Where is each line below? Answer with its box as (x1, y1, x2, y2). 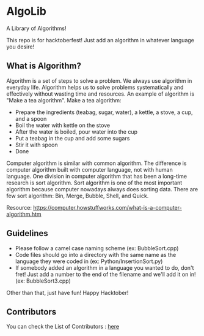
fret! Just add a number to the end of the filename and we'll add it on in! (15, 270, 197, 278)
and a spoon (15, 115, 47, 122)
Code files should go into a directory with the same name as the (15, 251, 177, 258)
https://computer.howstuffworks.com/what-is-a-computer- (33, 204, 182, 211)
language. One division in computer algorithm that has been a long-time (6, 172, 188, 180)
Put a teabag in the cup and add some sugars (15, 134, 130, 142)
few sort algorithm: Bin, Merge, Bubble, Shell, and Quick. (6, 192, 149, 199)
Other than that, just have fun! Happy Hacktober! (6, 289, 129, 296)
